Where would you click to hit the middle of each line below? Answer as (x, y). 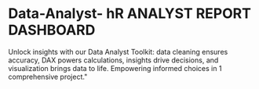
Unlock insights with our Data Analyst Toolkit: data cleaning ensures (118, 52)
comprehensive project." (48, 77)
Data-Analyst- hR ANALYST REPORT (129, 14)
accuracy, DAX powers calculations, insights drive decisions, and (113, 60)
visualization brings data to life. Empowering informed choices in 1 (115, 68)
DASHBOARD (52, 30)
